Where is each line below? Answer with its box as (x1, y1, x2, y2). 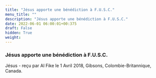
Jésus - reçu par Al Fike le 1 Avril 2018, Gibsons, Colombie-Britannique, (5, 63, 152, 69)
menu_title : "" (5, 12, 37, 17)
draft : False (5, 26, 32, 31)
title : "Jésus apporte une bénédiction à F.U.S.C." (5, 7, 115, 12)
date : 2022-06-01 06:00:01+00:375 (5, 21, 77, 26)
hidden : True (5, 30, 32, 35)
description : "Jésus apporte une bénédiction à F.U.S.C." (5, 16, 128, 21)
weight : (5, 35, 21, 40)
